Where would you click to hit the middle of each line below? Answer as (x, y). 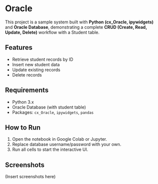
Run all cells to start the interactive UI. (50, 149)
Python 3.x (23, 102)
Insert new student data (36, 64)
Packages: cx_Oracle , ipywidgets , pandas (53, 112)
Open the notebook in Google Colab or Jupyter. (60, 139)
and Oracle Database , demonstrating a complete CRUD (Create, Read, (76, 27)
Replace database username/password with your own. (67, 145)
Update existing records (36, 70)
